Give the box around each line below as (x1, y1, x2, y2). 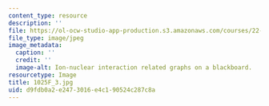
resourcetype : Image (8, 71, 78, 79)
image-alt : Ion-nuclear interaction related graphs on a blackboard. (15, 64, 252, 72)
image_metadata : (8, 41, 62, 49)
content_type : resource (8, 11, 88, 20)
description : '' (8, 19, 62, 27)
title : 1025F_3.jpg (8, 78, 74, 86)
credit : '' (15, 57, 52, 65)
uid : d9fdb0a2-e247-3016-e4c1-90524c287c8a (8, 85, 156, 94)
